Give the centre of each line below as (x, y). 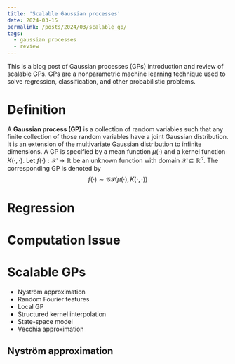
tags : (15, 33)
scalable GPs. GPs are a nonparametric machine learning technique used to (116, 74)
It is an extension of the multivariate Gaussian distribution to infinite (105, 144)
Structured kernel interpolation (62, 314)
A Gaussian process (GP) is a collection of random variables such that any (115, 129)
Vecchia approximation (51, 329)
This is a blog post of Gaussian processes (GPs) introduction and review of (115, 66)
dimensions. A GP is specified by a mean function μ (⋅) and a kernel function (116, 151)
